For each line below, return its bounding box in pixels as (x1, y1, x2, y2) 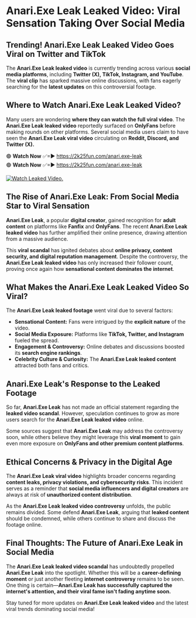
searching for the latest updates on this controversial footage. (6, 83, 156, 90)
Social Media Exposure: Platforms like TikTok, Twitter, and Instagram (14, 331, 184, 338)
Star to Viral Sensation (6, 201, 90, 211)
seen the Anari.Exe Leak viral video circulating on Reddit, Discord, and (6, 134, 180, 141)
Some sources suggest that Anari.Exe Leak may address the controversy (6, 427, 183, 434)
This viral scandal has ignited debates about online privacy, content (6, 246, 173, 253)
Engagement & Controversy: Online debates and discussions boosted (14, 343, 185, 350)
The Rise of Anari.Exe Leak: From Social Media (6, 192, 180, 202)
